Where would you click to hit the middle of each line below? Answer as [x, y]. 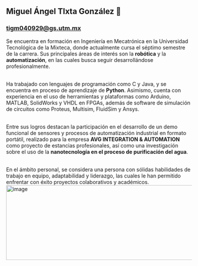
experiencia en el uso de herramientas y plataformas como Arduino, [89, 96]
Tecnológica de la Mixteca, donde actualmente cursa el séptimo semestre [96, 47]
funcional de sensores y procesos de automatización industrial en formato [96, 133]
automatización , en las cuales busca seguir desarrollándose [80, 60]
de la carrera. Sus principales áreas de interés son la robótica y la [86, 54]
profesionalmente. [28, 66]
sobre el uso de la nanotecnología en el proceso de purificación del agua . [97, 152]
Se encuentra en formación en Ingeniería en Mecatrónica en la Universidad [97, 41]
